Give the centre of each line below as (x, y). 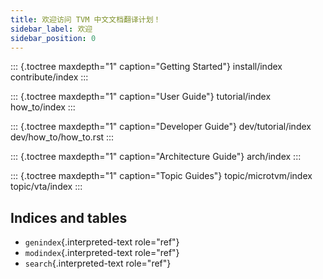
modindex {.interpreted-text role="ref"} (102, 253)
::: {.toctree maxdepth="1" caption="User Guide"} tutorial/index (141, 97)
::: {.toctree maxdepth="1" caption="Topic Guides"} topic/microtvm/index (161, 176)
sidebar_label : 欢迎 (51, 29)
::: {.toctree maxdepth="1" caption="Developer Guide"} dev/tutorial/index (161, 127)
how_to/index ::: (43, 107)
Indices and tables (69, 217)
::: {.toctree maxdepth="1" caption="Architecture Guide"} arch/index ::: (156, 157)
